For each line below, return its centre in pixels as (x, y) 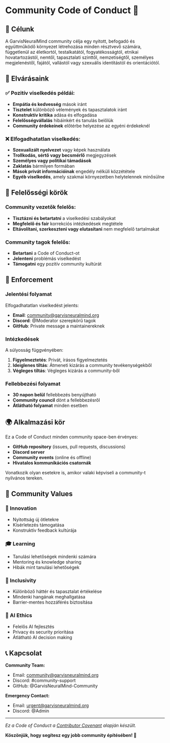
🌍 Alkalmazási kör (35, 422)
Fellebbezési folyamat (33, 384)
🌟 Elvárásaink (27, 79)
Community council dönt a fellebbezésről (56, 400)
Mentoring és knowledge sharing (47, 562)
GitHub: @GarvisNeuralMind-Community (55, 686)
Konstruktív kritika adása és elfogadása (55, 115)
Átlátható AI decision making (42, 637)
